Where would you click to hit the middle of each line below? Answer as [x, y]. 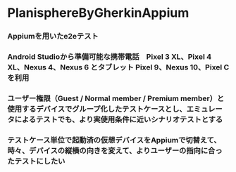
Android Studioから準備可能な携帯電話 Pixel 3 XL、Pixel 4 [110, 57]
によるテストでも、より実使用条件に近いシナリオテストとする [119, 119]
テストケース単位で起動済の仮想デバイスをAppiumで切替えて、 [114, 140]
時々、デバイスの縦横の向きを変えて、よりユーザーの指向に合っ [115, 150]
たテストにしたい [36, 161]
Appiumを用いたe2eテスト [53, 37]
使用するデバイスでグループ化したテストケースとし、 [97, 109]
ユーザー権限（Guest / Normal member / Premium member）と [116, 98]
